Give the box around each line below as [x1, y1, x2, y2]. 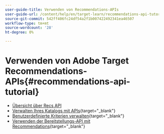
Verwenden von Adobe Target [5, 55, 129, 67]
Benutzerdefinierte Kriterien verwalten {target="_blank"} [12, 113, 124, 119]
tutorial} [5, 87, 40, 98]
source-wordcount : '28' [5, 25, 54, 30]
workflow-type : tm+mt [5, 21, 49, 26]
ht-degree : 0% [5, 30, 34, 35]
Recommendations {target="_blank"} [12, 123, 85, 129]
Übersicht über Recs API [12, 102, 62, 108]
